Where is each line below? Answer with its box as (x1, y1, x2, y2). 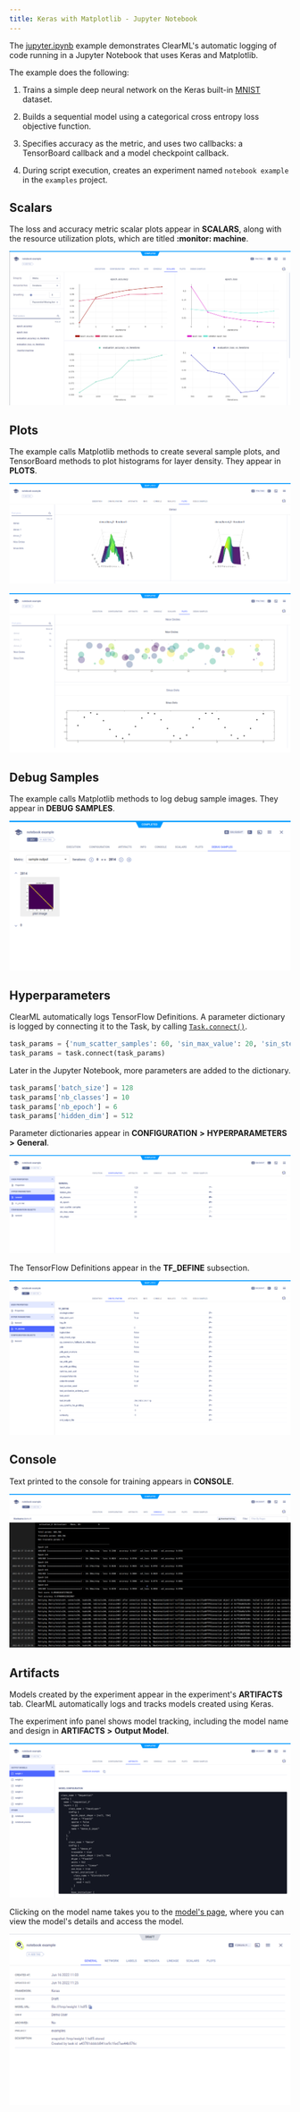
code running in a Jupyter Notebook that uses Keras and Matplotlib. (9, 49, 259, 60)
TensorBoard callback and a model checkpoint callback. (21, 148, 229, 158)
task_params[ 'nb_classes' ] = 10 (9, 1092, 129, 1102)
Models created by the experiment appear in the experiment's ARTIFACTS (9, 1689, 283, 1700)
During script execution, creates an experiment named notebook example (21, 165, 289, 175)
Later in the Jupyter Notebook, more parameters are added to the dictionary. (9, 1064, 291, 1075)
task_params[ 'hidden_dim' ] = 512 (9, 1112, 134, 1121)
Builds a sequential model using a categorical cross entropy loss (21, 111, 260, 122)
